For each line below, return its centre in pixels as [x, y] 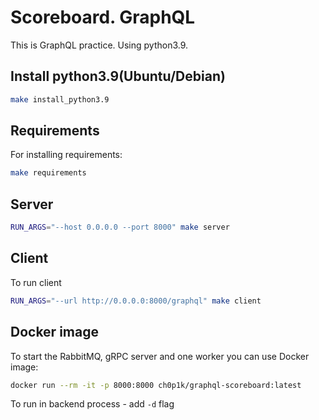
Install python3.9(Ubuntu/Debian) [118, 76]
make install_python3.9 [60, 99]
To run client [36, 282]
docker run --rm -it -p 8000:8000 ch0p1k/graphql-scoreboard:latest [156, 385]
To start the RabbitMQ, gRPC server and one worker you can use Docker [160, 356]
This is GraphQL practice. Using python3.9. [99, 45]
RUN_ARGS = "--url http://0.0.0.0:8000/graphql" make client [136, 301]
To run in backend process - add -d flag [92, 404]
